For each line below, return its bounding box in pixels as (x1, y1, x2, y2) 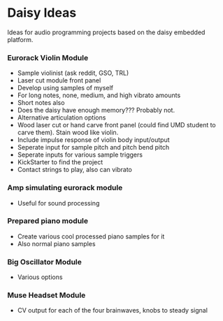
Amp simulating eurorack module (7, 183, 123, 193)
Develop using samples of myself (17, 84, 114, 92)
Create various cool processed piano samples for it (17, 232, 165, 241)
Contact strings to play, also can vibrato (17, 166, 133, 174)
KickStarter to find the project (17, 158, 103, 166)
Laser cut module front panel (17, 76, 101, 85)
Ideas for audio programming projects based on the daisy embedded (7, 28, 206, 36)
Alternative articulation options (17, 113, 106, 122)
